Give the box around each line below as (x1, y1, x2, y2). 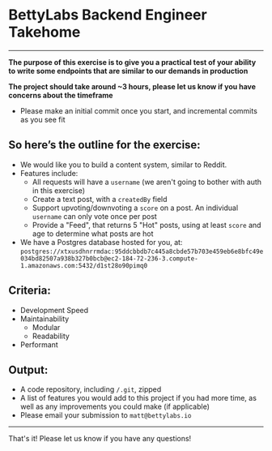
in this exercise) (32, 185, 86, 195)
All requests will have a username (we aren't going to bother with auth (32, 177, 261, 187)
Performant (19, 339, 58, 350)
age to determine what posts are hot (32, 229, 154, 238)
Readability (32, 331, 70, 341)
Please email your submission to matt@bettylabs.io (19, 410, 192, 420)
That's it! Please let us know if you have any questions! (8, 434, 192, 444)
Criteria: (8, 284, 51, 298)
